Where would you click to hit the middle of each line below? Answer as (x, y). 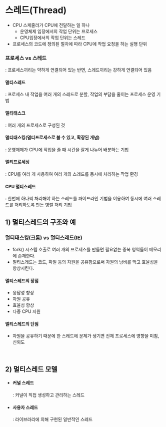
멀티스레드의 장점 (22, 280)
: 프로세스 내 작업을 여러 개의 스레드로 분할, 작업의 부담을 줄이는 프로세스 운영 (80, 94)
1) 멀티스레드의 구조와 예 (40, 222)
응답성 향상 (23, 293)
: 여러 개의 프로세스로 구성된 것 (35, 125)
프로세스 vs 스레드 (26, 58)
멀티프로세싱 (17, 162)
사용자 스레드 (25, 407)
